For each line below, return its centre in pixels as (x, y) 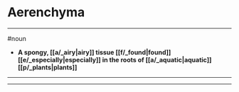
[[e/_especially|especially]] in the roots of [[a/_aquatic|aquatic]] (115, 59)
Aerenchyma (46, 12)
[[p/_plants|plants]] (47, 67)
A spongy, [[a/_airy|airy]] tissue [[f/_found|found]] (94, 52)
